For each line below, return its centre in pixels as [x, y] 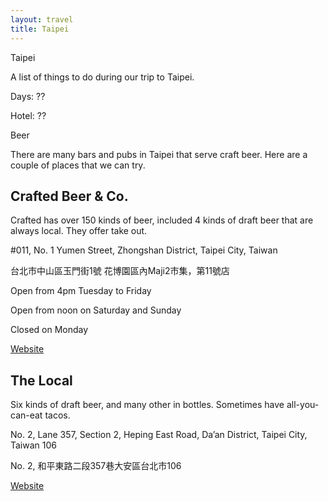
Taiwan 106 [33, 445]
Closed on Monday [49, 330]
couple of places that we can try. [78, 165]
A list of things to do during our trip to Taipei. [102, 77]
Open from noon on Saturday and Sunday [96, 310]
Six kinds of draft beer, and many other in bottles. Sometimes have [147, 405]
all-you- [303, 405]
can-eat [26, 415]
